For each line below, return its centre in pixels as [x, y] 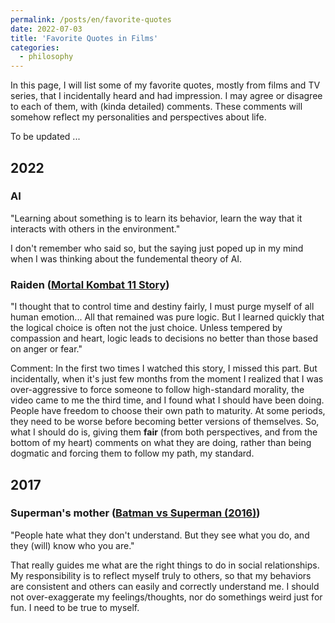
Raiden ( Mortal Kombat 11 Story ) [90, 284]
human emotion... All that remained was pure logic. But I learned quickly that [167, 317]
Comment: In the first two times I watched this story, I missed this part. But [164, 368]
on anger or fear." [46, 349]
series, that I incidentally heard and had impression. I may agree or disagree [166, 96]
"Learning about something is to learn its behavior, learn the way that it [156, 218]
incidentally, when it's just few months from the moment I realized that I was [167, 379]
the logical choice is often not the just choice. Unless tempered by [146, 328]
